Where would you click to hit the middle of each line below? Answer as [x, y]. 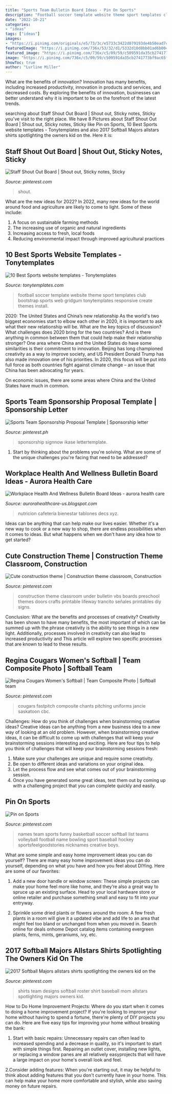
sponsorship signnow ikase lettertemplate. [62, 442]
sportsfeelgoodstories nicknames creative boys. [69, 845]
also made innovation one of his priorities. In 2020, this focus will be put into [86, 359]
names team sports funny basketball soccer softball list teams [83, 834]
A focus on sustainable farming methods [56, 222]
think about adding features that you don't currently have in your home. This [86, 1075]
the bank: [15, 1028]
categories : [18, 24]
